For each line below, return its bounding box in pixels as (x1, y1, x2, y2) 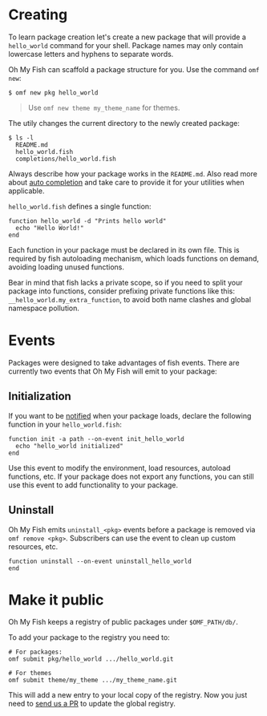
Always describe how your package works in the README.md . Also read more (8, 168, 258, 178)
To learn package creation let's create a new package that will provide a (8, 32, 246, 42)
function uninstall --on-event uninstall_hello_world (8, 557, 192, 565)
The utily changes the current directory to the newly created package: (8, 118, 241, 127)
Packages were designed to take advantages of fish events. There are (8, 358, 240, 367)
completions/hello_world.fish (15, 155, 116, 163)
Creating (8, 6, 68, 24)
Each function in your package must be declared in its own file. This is (8, 245, 240, 254)
